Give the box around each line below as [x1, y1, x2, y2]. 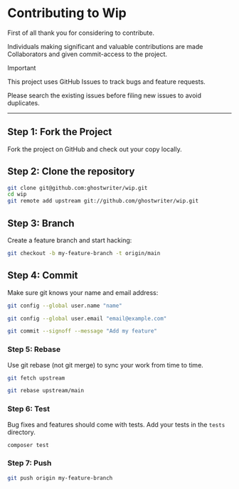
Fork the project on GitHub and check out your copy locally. [7, 144, 183, 154]
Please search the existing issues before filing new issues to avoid [7, 91, 201, 100]
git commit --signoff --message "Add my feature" [7, 328, 158, 335]
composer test [7, 441, 50, 448]
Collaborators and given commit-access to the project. [7, 50, 168, 58]
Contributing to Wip [7, 5, 127, 21]
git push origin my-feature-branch [7, 474, 113, 481]
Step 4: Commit [7, 269, 78, 281]
